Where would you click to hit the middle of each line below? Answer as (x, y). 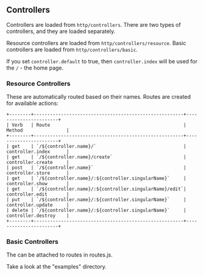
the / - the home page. (35, 68)
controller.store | (38, 173)
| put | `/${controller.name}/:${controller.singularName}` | (97, 200)
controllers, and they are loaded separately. (61, 31)
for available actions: (33, 104)
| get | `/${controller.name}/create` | (97, 157)
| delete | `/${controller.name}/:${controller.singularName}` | (97, 211)
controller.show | (38, 184)
